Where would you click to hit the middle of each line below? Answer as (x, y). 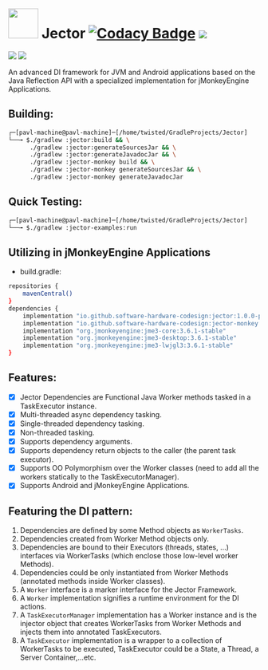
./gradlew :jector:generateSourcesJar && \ (103, 148)
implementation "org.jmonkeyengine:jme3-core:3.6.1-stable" (124, 331)
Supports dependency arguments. (76, 442)
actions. (33, 607)
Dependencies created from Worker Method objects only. (114, 539)
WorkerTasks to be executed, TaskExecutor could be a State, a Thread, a (139, 649)
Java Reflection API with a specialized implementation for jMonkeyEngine (129, 81)
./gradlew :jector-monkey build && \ (92, 162)
